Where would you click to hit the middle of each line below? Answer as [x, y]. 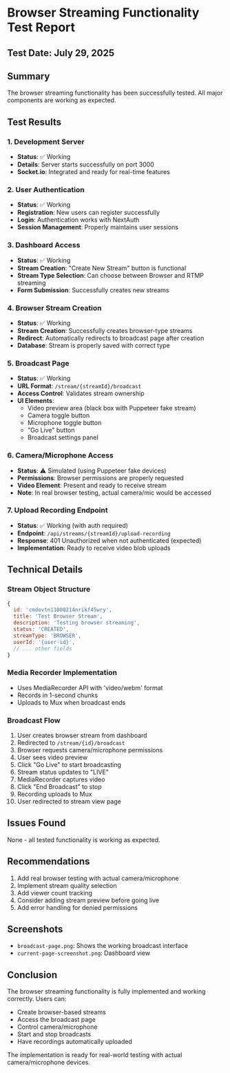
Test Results [34, 122]
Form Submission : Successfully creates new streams [93, 290]
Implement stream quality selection [67, 885]
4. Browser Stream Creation [54, 307]
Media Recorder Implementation [62, 673]
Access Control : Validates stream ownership [81, 393]
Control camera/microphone [57, 1027]
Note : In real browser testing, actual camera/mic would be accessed [114, 493]
